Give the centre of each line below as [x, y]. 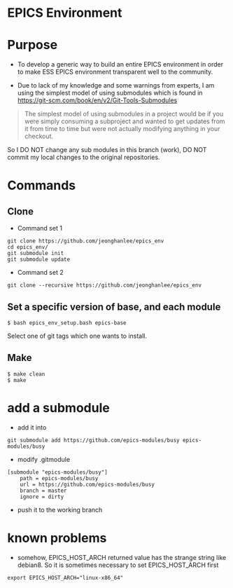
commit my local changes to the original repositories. [84, 157]
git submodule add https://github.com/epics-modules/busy [93, 440]
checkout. [39, 136]
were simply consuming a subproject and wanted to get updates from [125, 121]
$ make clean [26, 374]
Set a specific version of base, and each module [114, 307]
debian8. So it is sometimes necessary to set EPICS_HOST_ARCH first [118, 565]
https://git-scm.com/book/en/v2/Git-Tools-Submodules [97, 100]
